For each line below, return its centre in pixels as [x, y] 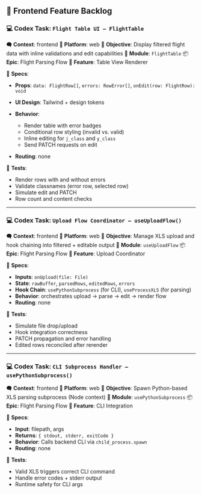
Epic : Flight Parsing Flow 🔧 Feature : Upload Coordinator [76, 254]
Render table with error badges [63, 125]
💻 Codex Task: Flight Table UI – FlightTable [75, 29]
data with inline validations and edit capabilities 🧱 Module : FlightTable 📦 [97, 53]
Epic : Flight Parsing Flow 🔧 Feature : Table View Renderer [77, 62]
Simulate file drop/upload [46, 326]
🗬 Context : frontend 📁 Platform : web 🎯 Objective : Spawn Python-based [97, 388]
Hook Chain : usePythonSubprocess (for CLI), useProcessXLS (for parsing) [103, 290]
